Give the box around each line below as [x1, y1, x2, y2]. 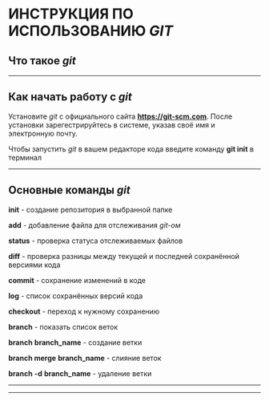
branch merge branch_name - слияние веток [8, 353, 162, 363]
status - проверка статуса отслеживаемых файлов [8, 236, 183, 245]
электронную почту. [8, 128, 78, 138]
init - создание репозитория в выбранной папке [8, 205, 173, 214]
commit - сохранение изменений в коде [8, 275, 147, 285]
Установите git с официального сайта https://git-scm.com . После [8, 111, 233, 121]
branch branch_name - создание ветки [8, 338, 143, 347]
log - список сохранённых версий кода [8, 290, 143, 301]
